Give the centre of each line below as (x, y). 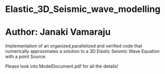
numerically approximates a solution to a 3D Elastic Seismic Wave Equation (82, 51)
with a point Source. (26, 56)
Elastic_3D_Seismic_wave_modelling (83, 9)
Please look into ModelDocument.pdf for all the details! (62, 66)
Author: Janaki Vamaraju (58, 32)
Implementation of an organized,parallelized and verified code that (74, 46)
